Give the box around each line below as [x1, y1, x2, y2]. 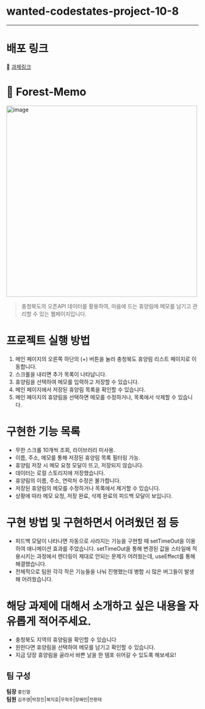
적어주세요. [38, 614, 92, 628]
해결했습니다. [15, 560, 47, 567]
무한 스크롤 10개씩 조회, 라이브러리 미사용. [15, 446, 116, 453]
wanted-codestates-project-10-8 [6, 4, 179, 18]
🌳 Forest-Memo [6, 85, 87, 99]
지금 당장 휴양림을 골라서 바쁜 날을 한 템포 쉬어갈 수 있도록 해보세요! [15, 651, 176, 658]
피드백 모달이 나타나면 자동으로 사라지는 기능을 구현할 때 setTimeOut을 [15, 537, 185, 544]
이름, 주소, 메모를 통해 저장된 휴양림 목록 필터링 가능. [15, 454, 140, 461]
